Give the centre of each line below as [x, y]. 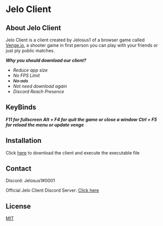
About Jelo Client [34, 28]
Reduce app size [30, 70]
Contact [19, 169]
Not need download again [40, 86]
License [18, 206]
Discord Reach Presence [39, 91]
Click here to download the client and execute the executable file [73, 153]
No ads [21, 81]
